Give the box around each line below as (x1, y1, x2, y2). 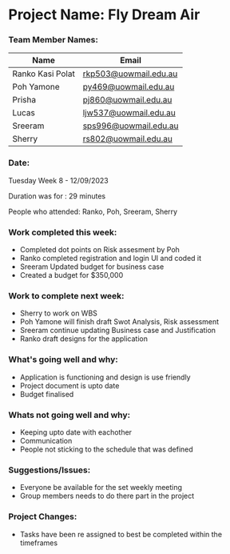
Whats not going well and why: (8, 409, 131, 420)
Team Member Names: (8, 34, 98, 46)
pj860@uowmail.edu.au (82, 94, 172, 106)
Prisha (12, 94, 37, 106)
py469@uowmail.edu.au (82, 82, 175, 93)
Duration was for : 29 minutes (8, 191, 106, 201)
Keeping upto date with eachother (19, 427, 133, 437)
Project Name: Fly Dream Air (8, 6, 200, 24)
